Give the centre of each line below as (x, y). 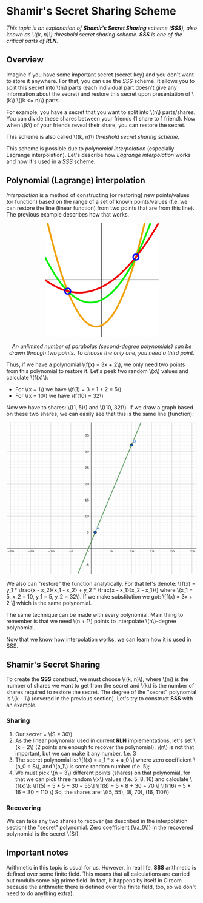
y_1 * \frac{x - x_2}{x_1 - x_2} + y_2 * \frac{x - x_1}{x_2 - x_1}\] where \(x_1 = (99, 590)
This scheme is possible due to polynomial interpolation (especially (90, 148)
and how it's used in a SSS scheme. (51, 161)
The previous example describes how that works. (68, 214)
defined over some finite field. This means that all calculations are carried (98, 874)
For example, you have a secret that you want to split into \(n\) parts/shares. (101, 112)
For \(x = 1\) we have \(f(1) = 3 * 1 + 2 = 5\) (68, 389)
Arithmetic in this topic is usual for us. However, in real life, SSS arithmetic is (101, 867)
